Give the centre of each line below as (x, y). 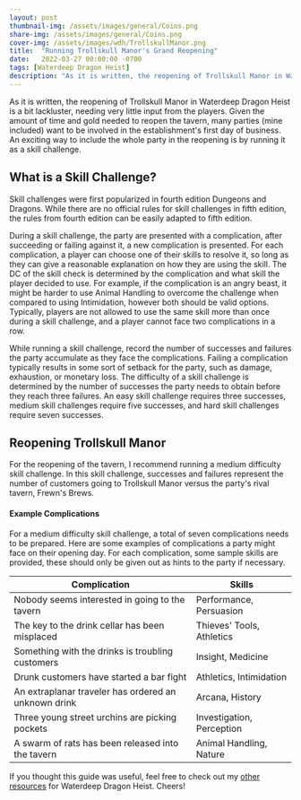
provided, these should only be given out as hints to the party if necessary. (147, 562)
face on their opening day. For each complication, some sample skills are (144, 552)
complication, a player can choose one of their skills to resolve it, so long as (149, 254)
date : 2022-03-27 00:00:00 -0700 (76, 59)
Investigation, (224, 717)
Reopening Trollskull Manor (88, 443)
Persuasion (219, 611)
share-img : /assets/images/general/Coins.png (95, 34)
